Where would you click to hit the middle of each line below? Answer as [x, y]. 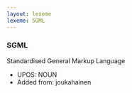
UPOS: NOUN [37, 75]
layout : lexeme [29, 14]
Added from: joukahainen [54, 82]
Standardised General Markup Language [66, 60]
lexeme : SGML [26, 21]
